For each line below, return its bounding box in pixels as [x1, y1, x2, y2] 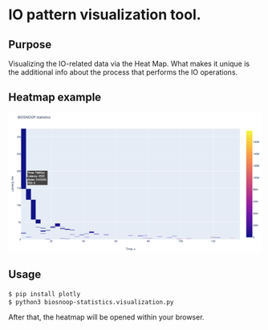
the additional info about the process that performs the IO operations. [8, 67, 238, 77]
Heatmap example [8, 91, 102, 104]
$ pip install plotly [8, 290, 81, 298]
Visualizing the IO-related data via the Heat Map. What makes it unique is [8, 59, 250, 68]
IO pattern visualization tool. [8, 6, 202, 24]
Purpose [8, 38, 52, 51]
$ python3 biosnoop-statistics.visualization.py [8, 298, 174, 306]
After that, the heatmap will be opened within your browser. [8, 312, 205, 322]
